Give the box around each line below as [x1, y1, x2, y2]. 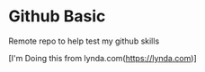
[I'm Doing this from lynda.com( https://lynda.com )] [8, 52, 197, 63]
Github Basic [8, 6, 106, 27]
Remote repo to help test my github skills [8, 36, 160, 46]
